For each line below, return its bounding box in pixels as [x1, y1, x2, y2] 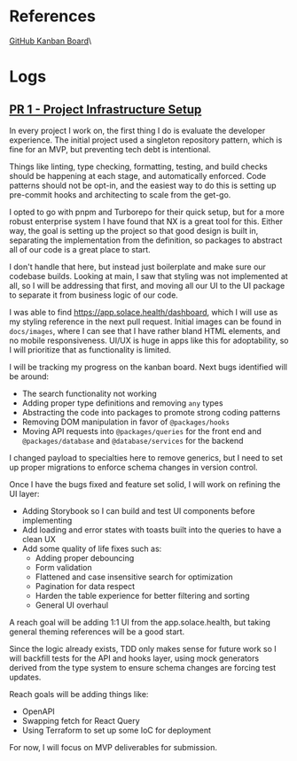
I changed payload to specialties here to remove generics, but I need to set [9, 452, 284, 462]
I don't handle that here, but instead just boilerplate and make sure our [9, 261, 266, 272]
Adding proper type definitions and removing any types [21, 397, 223, 408]
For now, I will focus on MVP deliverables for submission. [9, 742, 217, 752]
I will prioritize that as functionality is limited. [9, 344, 171, 355]
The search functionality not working [21, 388, 157, 399]
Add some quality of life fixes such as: [21, 543, 162, 554]
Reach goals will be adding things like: [9, 688, 149, 699]
